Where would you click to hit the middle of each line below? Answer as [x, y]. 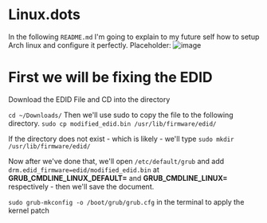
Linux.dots [45, 15]
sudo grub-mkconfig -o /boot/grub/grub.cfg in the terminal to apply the [126, 201]
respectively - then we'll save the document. [81, 186]
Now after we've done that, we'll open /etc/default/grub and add [116, 161]
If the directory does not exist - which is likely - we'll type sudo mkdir [122, 139]
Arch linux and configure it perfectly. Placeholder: [90, 45]
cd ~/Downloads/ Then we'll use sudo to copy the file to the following [121, 115]
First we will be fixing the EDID [110, 78]
